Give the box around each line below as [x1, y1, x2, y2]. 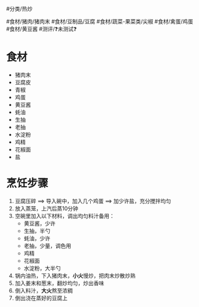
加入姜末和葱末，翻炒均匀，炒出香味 [14, 280, 105, 287]
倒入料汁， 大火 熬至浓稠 [14, 287, 73, 294]
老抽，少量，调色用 [23, 242, 72, 249]
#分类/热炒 [6, 5, 33, 12]
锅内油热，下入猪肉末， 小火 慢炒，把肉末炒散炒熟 [14, 272, 136, 279]
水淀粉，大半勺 [23, 265, 61, 272]
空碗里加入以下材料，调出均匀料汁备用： [14, 212, 115, 219]
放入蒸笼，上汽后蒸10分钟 [14, 205, 79, 212]
